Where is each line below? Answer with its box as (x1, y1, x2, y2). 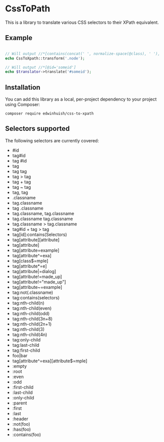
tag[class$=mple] (12, 258, 48, 264)
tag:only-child (12, 336, 41, 342)
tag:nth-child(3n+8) (12, 316, 53, 322)
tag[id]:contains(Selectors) (12, 231, 67, 237)
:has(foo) (12, 426, 31, 432)
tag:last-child (12, 342, 40, 348)
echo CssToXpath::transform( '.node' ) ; (5, 55, 85, 61)
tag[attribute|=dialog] (12, 268, 56, 274)
